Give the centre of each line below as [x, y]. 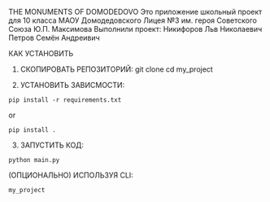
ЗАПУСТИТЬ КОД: [52, 145]
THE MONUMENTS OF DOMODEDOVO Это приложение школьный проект [135, 12]
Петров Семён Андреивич [54, 37]
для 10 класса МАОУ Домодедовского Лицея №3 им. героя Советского [133, 20]
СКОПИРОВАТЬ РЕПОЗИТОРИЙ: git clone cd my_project [116, 69]
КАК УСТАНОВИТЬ [41, 53]
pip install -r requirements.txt [65, 100]
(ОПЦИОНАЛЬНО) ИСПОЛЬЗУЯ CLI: [71, 175]
